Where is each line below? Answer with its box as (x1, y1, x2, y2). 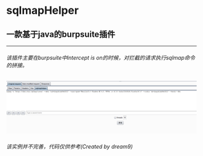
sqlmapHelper (6, 4, 79, 17)
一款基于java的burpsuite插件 (6, 29, 115, 39)
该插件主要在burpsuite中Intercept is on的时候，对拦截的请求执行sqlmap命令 (6, 54, 195, 61)
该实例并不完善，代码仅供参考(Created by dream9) (6, 143, 133, 150)
